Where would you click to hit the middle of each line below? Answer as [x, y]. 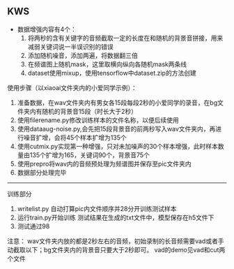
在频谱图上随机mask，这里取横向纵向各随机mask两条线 [107, 64]
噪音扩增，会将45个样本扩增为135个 [75, 137]
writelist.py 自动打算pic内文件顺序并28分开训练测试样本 [97, 208]
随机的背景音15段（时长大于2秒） [89, 111]
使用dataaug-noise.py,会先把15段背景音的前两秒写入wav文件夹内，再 [116, 129]
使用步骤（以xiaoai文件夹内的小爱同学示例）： [72, 87]
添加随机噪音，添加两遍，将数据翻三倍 [83, 55]
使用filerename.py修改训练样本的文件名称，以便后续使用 [98, 120]
